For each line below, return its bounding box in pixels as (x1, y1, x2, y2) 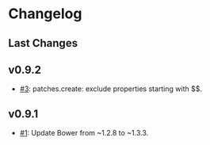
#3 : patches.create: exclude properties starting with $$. (19, 84, 202, 93)
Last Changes (8, 36, 78, 50)
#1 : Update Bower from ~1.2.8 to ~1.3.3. (19, 128, 149, 138)
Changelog (8, 5, 82, 23)
